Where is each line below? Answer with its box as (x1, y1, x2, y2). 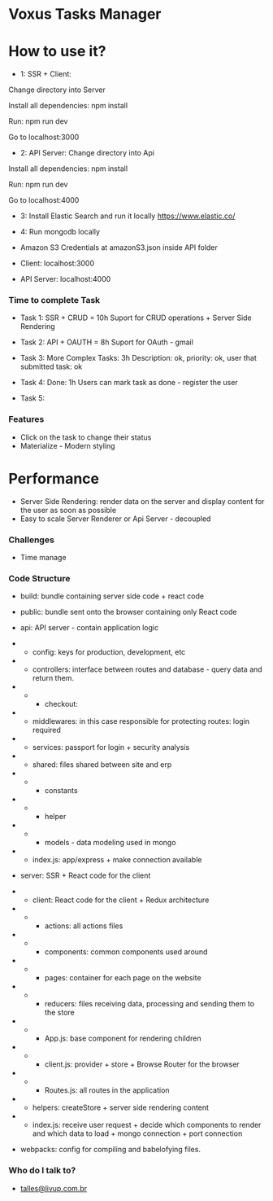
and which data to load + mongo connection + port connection (32, 1129, 243, 1138)
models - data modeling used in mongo (44, 838, 176, 848)
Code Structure (8, 572, 71, 584)
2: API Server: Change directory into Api (19, 148, 154, 158)
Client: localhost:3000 (19, 258, 95, 269)
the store (44, 1007, 75, 1018)
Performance (8, 469, 100, 488)
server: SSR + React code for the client (19, 870, 151, 880)
